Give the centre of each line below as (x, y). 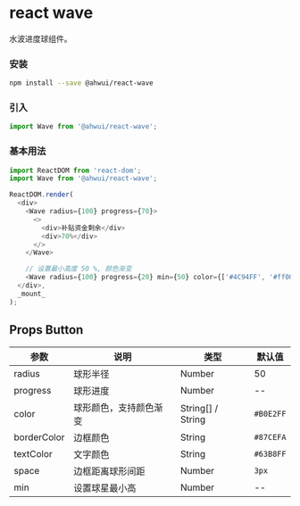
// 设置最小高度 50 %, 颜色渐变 (79, 269)
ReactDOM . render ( (42, 195)
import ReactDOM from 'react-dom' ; (75, 170)
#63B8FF (270, 454)
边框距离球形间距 (109, 471)
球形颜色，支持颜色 (114, 407)
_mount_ (32, 294)
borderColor (39, 437)
